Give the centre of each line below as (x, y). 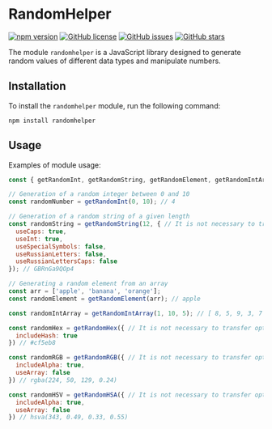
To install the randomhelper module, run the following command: (115, 105)
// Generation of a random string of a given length (99, 217)
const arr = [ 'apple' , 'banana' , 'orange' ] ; (85, 291)
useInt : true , (39, 239)
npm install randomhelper (52, 121)
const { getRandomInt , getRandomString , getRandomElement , (110, 180)
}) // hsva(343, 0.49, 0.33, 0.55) (68, 418)
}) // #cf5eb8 (32, 343)
